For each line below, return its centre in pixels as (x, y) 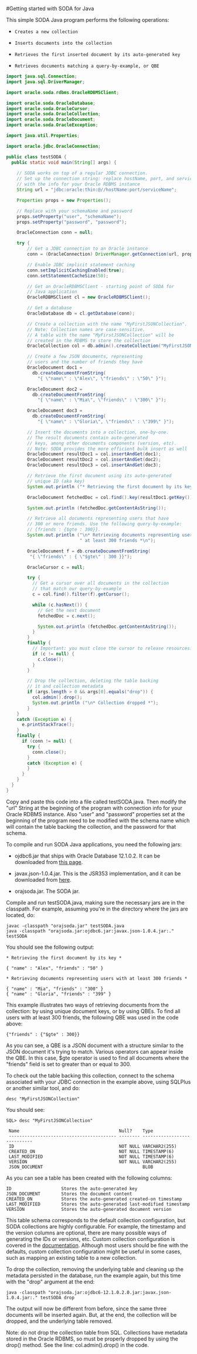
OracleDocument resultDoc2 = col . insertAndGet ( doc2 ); (94, 460)
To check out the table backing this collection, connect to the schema (90, 1075)
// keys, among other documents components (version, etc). (102, 443)
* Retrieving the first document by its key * (64, 958)
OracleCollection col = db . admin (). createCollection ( (94, 346)
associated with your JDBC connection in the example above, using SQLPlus (98, 1082)
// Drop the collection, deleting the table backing (93, 681)
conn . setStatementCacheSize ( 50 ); (68, 276)
